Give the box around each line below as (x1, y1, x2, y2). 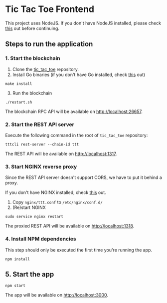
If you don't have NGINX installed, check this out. (5, 189, 106, 195)
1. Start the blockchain (5, 55, 61, 62)
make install (5, 81, 32, 86)
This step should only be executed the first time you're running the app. (5, 246, 153, 253)
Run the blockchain (12, 90, 52, 96)
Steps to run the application (5, 40, 93, 48)
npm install (5, 256, 30, 261)
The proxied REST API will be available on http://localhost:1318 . (5, 223, 135, 229)
